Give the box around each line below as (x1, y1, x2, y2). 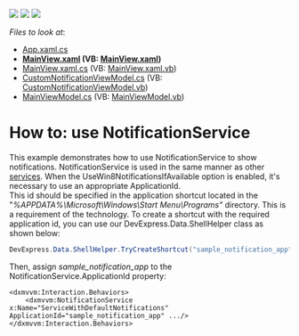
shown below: (9, 227, 61, 238)
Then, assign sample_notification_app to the (9, 261, 173, 272)
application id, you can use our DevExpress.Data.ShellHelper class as (9, 218, 264, 229)
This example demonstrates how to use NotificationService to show (9, 152, 257, 162)
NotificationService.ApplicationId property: (9, 270, 166, 281)
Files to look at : (9, 27, 66, 37)
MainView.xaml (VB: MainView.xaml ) (21, 53, 162, 64)
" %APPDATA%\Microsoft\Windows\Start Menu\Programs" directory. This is (9, 199, 287, 209)
